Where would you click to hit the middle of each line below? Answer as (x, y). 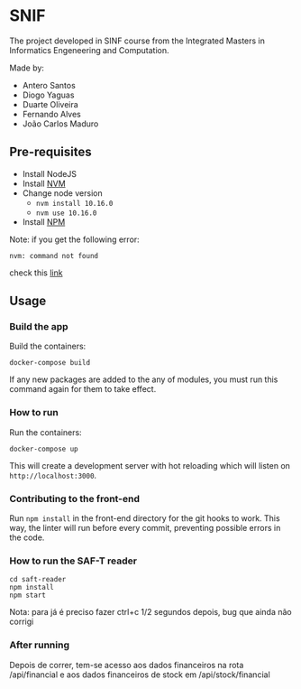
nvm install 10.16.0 (74, 203)
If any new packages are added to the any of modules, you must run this (144, 379)
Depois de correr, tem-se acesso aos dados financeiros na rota (127, 665)
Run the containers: (46, 432)
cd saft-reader (38, 580)
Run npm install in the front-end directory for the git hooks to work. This (145, 518)
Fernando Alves (51, 114)
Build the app (39, 327)
